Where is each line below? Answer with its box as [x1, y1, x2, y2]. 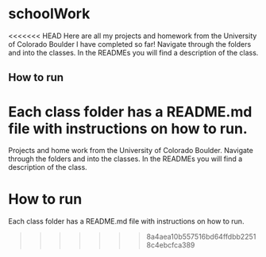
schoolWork [8, 5, 91, 23]
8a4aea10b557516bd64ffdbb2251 [146, 232, 256, 242]
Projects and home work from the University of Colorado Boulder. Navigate [8, 146, 254, 155]
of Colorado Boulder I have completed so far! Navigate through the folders [8, 39, 252, 48]
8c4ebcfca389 [146, 240, 195, 250]
